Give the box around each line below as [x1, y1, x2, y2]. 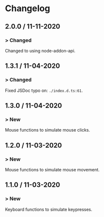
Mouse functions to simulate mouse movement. [5, 167, 100, 172]
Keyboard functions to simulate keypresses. [5, 206, 93, 212]
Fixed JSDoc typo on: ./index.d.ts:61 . [5, 87, 83, 93]
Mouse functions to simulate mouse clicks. [5, 127, 90, 133]
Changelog [5, 3, 50, 14]
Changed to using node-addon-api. [5, 48, 76, 53]
